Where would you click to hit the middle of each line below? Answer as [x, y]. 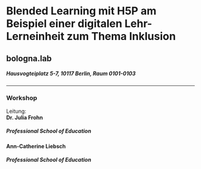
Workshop [22, 98]
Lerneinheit [35, 36]
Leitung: [16, 111]
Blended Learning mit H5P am [81, 11]
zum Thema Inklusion [121, 36]
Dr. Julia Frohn [25, 117]
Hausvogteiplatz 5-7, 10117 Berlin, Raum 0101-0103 [71, 73]
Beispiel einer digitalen [64, 24]
